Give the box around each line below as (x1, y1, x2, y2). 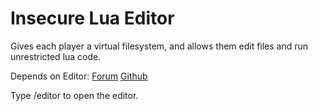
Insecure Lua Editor (10, 7, 175, 30)
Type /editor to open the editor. (10, 89, 139, 101)
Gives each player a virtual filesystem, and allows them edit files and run (10, 40, 309, 52)
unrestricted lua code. (10, 50, 102, 62)
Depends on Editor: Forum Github (10, 70, 148, 82)
